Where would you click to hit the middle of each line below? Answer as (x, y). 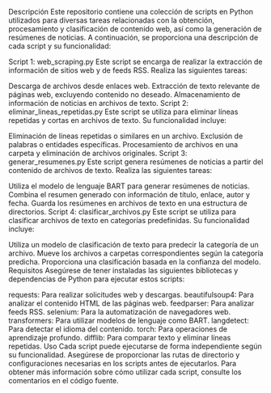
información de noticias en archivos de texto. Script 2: (98, 103)
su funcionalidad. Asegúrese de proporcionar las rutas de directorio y (124, 355)
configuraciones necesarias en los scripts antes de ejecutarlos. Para (123, 363)
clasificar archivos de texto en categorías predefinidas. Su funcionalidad (129, 220)
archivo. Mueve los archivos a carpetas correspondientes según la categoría (136, 253)
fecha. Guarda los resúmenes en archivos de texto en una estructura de (128, 203)
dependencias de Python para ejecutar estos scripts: (97, 279)
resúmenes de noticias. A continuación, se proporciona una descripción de (133, 37)
